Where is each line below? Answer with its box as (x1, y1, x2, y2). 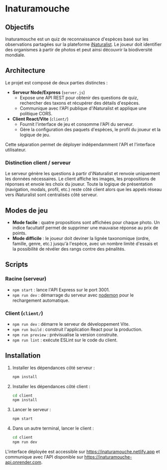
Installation (5, 351, 41, 360)
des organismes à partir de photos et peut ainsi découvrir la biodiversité (5, 47, 153, 52)
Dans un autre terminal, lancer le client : (12, 425, 94, 432)
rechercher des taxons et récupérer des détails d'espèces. (19, 100, 140, 106)
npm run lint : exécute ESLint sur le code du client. (12, 337, 118, 343)
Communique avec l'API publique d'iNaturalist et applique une (19, 105, 147, 111)
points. (12, 230, 27, 236)
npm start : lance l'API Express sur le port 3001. (12, 286, 110, 292)
